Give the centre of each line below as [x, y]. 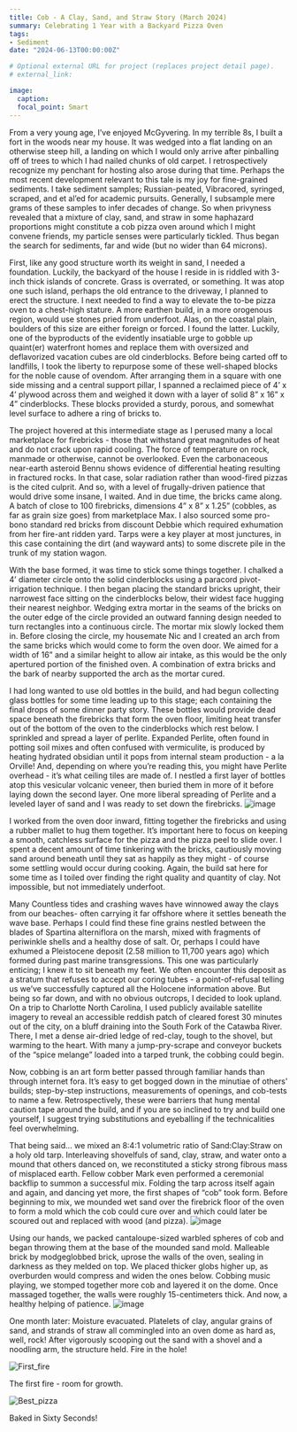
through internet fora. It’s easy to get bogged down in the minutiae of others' [148, 1081]
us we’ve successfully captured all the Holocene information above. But [140, 988]
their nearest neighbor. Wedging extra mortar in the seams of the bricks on [145, 607]
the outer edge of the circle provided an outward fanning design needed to [145, 617]
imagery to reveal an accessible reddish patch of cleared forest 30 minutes [146, 1016]
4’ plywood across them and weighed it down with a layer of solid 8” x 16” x [147, 394]
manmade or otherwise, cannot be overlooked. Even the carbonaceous [138, 458]
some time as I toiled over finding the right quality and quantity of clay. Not [145, 877]
